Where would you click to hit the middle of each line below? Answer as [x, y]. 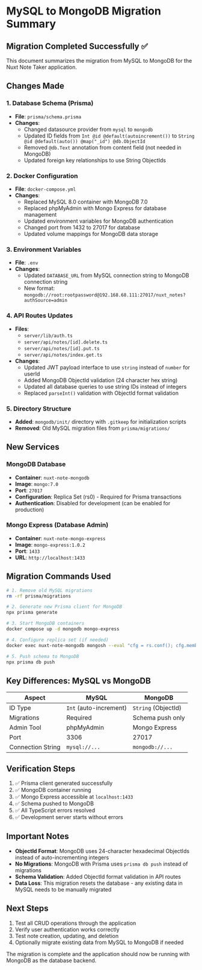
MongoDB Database [36, 464]
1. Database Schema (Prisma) [50, 103]
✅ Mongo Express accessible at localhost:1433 [74, 797]
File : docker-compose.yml [45, 189]
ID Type [20, 708]
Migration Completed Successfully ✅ [77, 46]
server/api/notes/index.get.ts [63, 355]
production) [29, 509]
